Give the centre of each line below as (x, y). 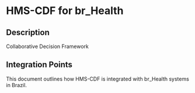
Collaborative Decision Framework (47, 46)
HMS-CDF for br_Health (65, 11)
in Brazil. (17, 85)
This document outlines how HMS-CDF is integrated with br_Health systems (98, 79)
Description (28, 32)
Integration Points (39, 65)
